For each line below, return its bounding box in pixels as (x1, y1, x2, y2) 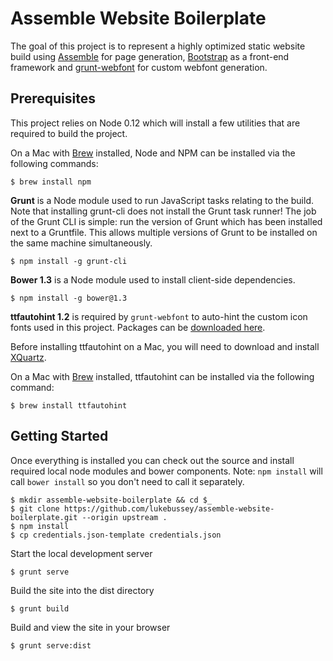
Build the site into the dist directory (10, 584, 155, 596)
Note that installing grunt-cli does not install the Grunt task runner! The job (10, 205, 317, 217)
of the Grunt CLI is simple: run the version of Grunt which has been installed (10, 215, 323, 227)
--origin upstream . (81, 512, 168, 522)
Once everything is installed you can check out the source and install (10, 454, 295, 466)
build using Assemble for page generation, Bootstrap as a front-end (10, 50, 290, 62)
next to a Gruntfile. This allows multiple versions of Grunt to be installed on (10, 226, 318, 238)
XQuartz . (10, 351, 47, 363)
